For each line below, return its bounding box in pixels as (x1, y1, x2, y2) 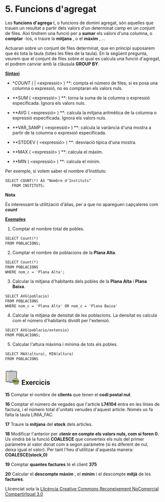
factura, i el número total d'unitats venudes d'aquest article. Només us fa (5, 406, 153, 412)
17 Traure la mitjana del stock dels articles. (5, 421, 93, 427)
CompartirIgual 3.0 (5, 491, 43, 497)
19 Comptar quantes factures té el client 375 (5, 461, 97, 467)
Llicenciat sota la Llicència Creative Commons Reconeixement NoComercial (5, 486, 159, 492)
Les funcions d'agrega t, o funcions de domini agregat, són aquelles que (5, 20, 154, 26)
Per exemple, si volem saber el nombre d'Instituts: (5, 168, 107, 174)
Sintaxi (5, 70, 20, 76)
